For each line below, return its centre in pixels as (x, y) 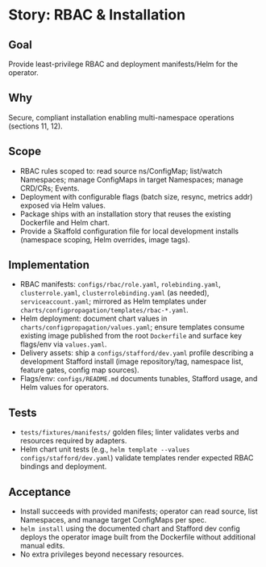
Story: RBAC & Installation (97, 15)
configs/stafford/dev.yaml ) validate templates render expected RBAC (137, 458)
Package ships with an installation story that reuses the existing (125, 214)
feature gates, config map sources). (79, 370)
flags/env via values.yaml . (63, 344)
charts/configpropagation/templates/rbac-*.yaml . (104, 310)
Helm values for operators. (64, 387)
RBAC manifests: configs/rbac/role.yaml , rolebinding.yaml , (121, 284)
